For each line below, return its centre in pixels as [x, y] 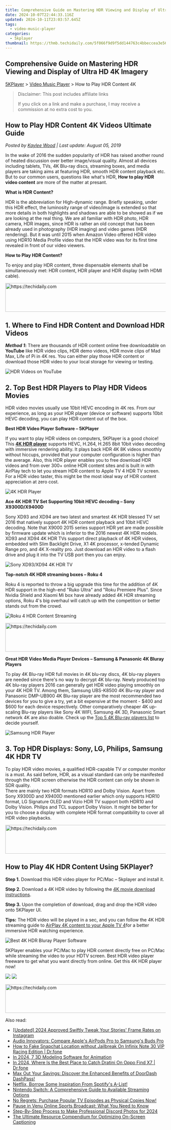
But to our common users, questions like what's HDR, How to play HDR [80, 177]
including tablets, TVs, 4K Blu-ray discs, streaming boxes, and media [77, 166]
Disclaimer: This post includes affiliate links [63, 94]
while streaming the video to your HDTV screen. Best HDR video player [80, 956]
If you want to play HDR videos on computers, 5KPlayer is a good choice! [82, 438]
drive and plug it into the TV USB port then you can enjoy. [66, 555]
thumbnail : [17, 43]
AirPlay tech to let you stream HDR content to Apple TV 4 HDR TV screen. [82, 471]
